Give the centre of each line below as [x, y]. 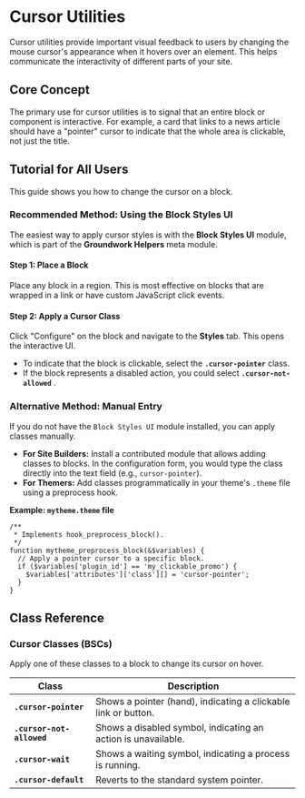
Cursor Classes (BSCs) [61, 643]
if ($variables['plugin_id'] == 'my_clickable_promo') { [128, 566]
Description [193, 686]
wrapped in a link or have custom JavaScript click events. [117, 295]
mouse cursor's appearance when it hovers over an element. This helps [143, 51]
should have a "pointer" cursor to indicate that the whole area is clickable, [148, 131]
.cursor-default [49, 780]
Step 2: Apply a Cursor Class [65, 316]
